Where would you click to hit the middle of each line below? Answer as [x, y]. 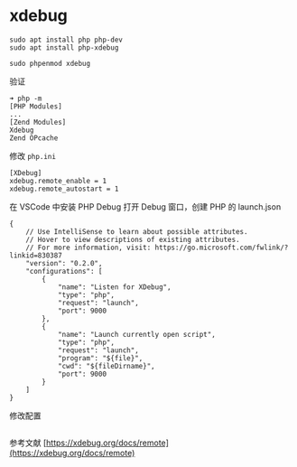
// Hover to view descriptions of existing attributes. [133, 239]
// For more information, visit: [88, 248]
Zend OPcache [34, 138]
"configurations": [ [64, 271]
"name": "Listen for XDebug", [114, 287]
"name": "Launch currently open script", [137, 334]
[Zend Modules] [38, 122]
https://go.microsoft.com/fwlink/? [222, 248]
